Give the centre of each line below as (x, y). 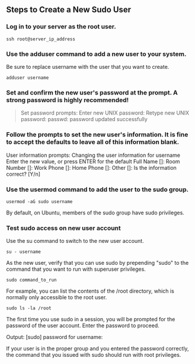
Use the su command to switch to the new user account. (75, 241)
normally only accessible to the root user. (57, 297)
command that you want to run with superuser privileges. (76, 269)
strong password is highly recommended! (68, 100)
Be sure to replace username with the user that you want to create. (88, 67)
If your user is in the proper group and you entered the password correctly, (97, 349)
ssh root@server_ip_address (41, 39)
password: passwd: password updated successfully (84, 119)
